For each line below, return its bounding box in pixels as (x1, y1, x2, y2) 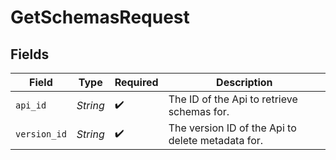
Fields (10, 46, 50, 63)
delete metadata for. (168, 134, 264, 147)
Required (114, 76, 159, 89)
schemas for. (168, 105, 230, 118)
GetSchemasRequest (10, 6, 190, 29)
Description (216, 76, 273, 89)
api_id (15, 100, 47, 111)
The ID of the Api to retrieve (168, 92, 298, 106)
